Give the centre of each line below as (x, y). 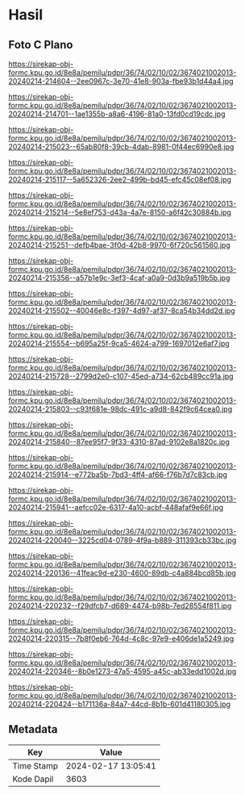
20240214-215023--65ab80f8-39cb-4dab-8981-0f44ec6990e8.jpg (121, 146)
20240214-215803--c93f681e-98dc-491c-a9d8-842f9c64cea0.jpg (120, 409)
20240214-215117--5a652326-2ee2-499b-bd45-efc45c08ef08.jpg (120, 180)
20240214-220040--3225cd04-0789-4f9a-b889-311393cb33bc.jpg (122, 540)
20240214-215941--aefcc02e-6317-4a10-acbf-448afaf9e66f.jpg (116, 507)
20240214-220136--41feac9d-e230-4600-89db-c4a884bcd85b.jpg (122, 573)
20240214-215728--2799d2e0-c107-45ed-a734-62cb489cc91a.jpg (121, 376)
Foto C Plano (41, 45)
